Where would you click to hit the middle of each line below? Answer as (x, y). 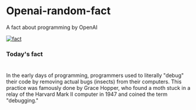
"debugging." (22, 101)
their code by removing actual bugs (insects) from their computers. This (94, 82)
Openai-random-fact (59, 11)
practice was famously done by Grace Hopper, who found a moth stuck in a (98, 88)
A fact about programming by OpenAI (52, 27)
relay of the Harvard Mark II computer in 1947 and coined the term (87, 94)
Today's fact (25, 54)
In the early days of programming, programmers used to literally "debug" (95, 76)
